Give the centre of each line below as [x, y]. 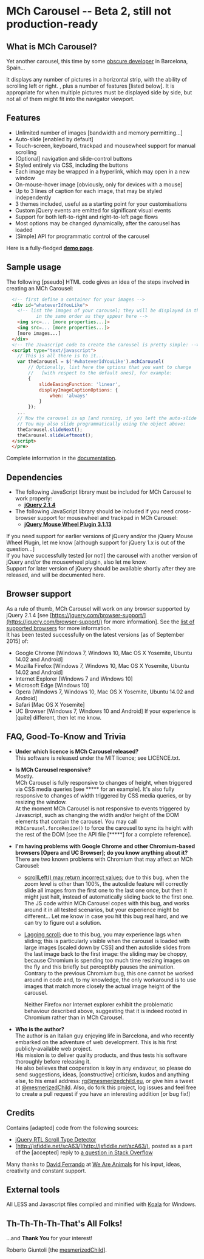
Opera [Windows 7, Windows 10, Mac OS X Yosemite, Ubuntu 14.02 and [104, 692]
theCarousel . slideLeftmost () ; [56, 435]
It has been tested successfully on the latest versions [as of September [95, 634]
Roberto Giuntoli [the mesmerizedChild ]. [57, 1250]
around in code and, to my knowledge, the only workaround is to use [110, 980]
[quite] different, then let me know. [58, 717]
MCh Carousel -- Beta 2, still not [89, 11]
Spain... [16, 68]
